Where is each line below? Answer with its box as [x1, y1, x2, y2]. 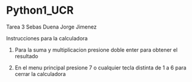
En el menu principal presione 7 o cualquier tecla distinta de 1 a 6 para [14, 64, 187, 71]
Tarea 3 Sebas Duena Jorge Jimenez [6, 23, 97, 30]
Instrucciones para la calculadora [6, 34, 88, 42]
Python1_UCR [6, 4, 74, 17]
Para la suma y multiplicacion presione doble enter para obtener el [14, 46, 178, 53]
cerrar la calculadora [14, 70, 66, 77]
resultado [14, 52, 39, 59]
